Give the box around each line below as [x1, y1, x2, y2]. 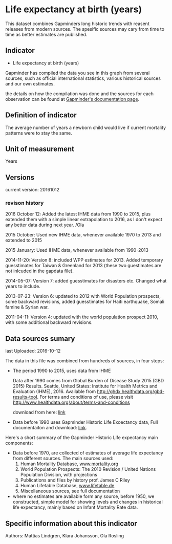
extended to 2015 [5, 237, 42, 244]
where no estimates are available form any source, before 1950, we [12, 493, 155, 499]
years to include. [5, 283, 41, 290]
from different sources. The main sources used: [12, 455, 114, 462]
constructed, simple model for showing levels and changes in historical [12, 499, 163, 505]
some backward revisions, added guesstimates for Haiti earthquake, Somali [5, 298, 165, 305]
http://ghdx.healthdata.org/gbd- [97, 388, 165, 395]
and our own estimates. [5, 80, 55, 86]
